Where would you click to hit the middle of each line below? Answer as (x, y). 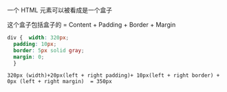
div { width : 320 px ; (38, 38)
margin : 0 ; (29, 57)
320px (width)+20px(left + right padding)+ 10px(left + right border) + (113, 76)
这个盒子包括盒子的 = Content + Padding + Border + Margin (91, 25)
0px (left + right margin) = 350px (60, 82)
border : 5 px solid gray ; (49, 50)
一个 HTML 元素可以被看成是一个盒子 (60, 10)
